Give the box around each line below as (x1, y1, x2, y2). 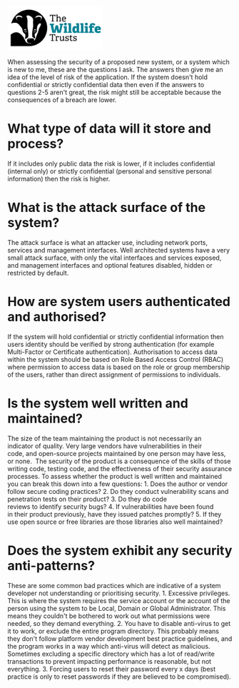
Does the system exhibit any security (7, 542, 233, 558)
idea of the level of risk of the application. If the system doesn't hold (7, 73, 208, 81)
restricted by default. (7, 268, 69, 277)
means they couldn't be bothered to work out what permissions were (7, 612, 210, 620)
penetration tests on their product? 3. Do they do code (7, 495, 168, 503)
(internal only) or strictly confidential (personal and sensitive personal (7, 166, 212, 176)
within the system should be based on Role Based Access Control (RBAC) (7, 355, 224, 363)
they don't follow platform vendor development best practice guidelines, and (7, 634, 233, 643)
